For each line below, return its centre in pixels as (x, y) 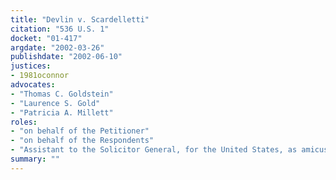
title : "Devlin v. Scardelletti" (80, 19)
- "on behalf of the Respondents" (82, 141)
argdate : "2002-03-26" (57, 47)
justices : (31, 66)
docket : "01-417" (46, 38)
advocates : (33, 85)
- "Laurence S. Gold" (55, 103)
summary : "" (35, 159)
